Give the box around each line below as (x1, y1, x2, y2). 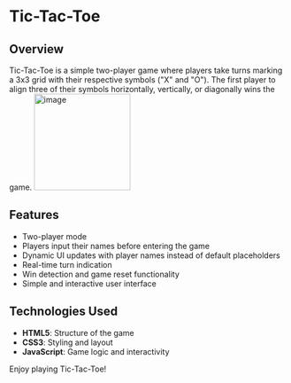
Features (9, 207, 59, 223)
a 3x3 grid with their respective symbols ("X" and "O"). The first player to (9, 74, 276, 85)
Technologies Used (9, 304, 118, 319)
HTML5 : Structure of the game (21, 327, 134, 338)
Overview (9, 42, 65, 57)
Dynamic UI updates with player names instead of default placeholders (21, 250, 281, 261)
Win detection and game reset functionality (21, 269, 180, 279)
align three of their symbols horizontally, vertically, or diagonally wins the (9, 84, 276, 94)
